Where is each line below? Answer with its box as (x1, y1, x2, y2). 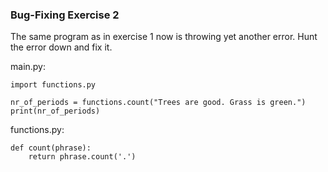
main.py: (10, 61, 47, 73)
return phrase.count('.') (28, 152, 137, 162)
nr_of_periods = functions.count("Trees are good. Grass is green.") (10, 98, 307, 108)
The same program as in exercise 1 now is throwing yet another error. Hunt (10, 31, 318, 43)
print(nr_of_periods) (10, 106, 101, 117)
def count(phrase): (10, 143, 92, 153)
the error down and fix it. (10, 41, 113, 53)
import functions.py (10, 80, 97, 90)
